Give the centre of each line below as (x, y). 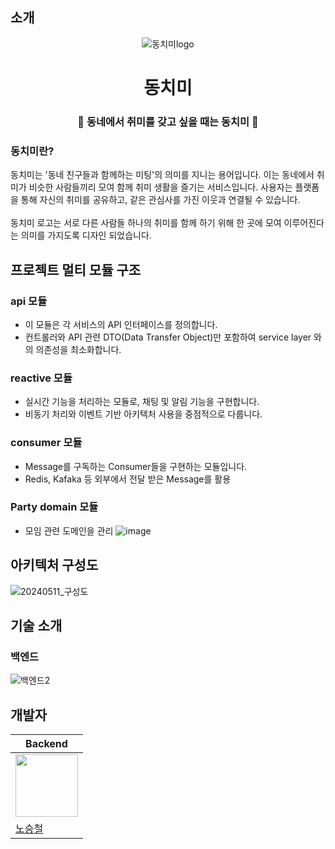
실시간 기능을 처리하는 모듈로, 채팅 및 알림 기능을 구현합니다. (142, 402)
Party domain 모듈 (54, 507)
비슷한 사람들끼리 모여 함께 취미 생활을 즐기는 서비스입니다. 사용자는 (160, 187)
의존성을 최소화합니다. (78, 349)
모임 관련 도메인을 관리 (69, 530)
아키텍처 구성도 (54, 565)
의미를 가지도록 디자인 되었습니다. (86, 235)
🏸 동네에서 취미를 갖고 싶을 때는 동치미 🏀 (168, 121)
